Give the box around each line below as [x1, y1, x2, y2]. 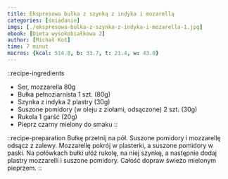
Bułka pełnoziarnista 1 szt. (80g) [17, 89, 111, 99]
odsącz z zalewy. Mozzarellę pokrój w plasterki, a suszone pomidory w [7, 141, 213, 149]
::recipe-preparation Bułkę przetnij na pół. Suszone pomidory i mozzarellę [7, 133, 221, 142]
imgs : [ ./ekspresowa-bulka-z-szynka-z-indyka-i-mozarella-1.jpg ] [7, 23, 203, 30]
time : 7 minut [7, 43, 49, 50]
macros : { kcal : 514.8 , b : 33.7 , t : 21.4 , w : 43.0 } [7, 50, 159, 57]
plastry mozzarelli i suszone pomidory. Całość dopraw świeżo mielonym [7, 156, 217, 164]
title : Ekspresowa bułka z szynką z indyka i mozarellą [7, 10, 175, 18]
